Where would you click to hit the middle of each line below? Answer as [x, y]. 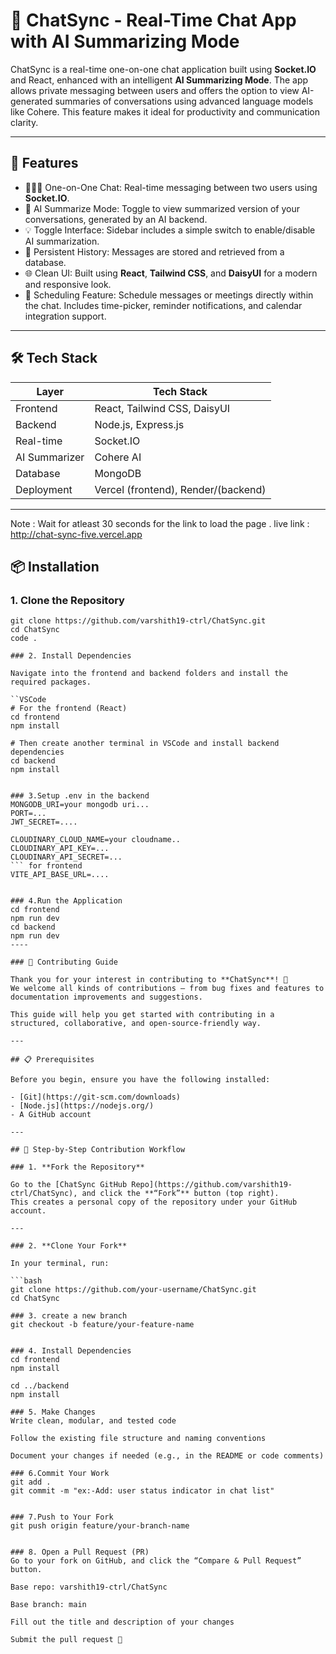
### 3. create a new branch [69, 1316]
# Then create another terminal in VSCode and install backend [145, 744]
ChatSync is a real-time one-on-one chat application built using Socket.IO [163, 69]
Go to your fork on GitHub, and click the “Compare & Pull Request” [156, 1561]
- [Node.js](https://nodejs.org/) [82, 1106]
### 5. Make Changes [53, 1412]
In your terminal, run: [60, 1264]
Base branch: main [48, 1605]
